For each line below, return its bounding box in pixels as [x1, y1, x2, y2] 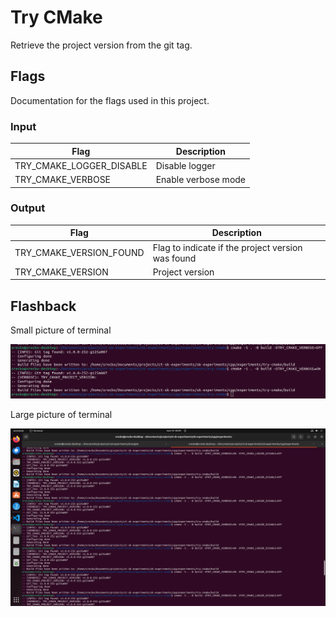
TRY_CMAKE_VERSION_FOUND [14, 247, 145, 259]
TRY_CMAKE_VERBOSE [14, 174, 112, 186]
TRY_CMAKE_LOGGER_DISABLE [14, 159, 148, 171]
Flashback [10, 297, 77, 315]
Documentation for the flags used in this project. [10, 94, 210, 106]
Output [10, 201, 46, 215]
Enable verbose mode [155, 174, 247, 186]
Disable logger [155, 159, 216, 171]
